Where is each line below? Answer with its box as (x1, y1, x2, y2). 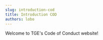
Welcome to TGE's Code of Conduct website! (5, 30, 98, 36)
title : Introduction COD (5, 12, 57, 17)
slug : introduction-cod (5, 7, 55, 12)
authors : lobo (5, 16, 35, 21)
